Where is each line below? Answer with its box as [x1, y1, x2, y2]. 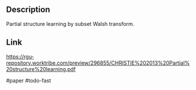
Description [6, 5, 50, 15]
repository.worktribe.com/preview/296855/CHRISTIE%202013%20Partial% [6, 59, 190, 66]
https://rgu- [6, 53, 34, 60]
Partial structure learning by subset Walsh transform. [6, 20, 135, 27]
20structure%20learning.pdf [6, 65, 76, 72]
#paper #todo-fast [6, 76, 51, 84]
